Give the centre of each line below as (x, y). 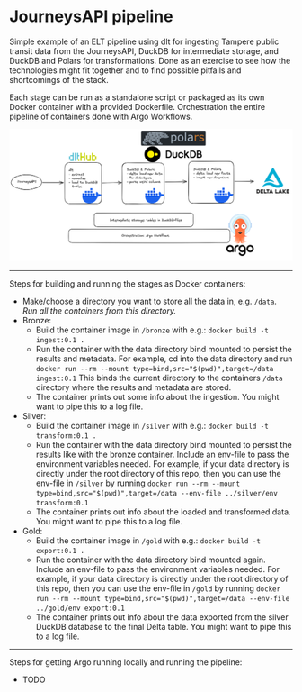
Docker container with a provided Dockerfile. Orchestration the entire (138, 106)
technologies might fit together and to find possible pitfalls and (125, 70)
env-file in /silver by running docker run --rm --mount (138, 483)
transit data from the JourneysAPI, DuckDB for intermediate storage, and (144, 50)
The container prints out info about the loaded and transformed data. (163, 512)
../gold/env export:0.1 (80, 608)
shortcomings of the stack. (59, 79)
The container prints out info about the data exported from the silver (162, 617)
